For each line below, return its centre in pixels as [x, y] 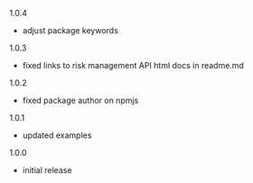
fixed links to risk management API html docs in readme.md [133, 65]
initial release [47, 170]
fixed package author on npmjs [80, 100]
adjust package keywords [70, 30]
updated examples [57, 135]
